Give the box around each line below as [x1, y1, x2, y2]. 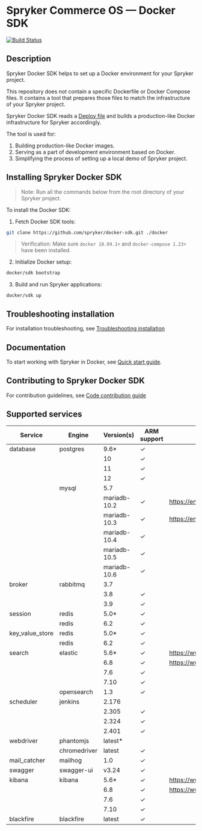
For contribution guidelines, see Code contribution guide [6, 392, 146, 399]
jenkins [59, 697, 80, 706]
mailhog [59, 756, 82, 764]
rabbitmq [59, 580, 85, 588]
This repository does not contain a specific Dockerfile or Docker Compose [6, 88, 191, 95]
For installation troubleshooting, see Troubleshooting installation [6, 325, 165, 332]
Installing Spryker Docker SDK [6, 172, 122, 182]
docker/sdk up [6, 292, 42, 298]
